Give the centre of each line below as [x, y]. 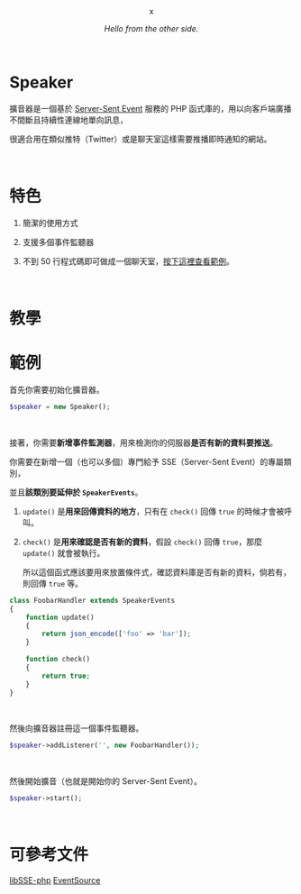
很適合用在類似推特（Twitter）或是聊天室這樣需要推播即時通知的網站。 [141, 139]
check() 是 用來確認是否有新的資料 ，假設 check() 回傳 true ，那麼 [142, 542]
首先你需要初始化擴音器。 [57, 390]
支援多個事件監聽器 [58, 242]
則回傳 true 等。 [53, 583]
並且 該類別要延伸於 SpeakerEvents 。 [76, 492]
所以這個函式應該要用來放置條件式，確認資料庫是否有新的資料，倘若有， [156, 572]
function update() [60, 617]
